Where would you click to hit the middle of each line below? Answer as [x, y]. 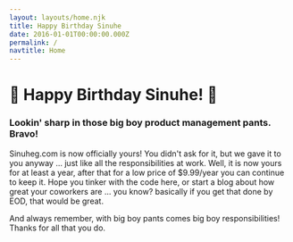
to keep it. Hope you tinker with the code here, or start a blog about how [142, 182]
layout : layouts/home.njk [57, 17]
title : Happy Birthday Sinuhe [66, 26]
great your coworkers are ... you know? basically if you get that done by [141, 191]
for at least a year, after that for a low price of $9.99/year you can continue [147, 172]
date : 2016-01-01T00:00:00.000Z [69, 34]
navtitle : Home [38, 51]
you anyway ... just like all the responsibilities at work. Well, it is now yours [146, 163]
